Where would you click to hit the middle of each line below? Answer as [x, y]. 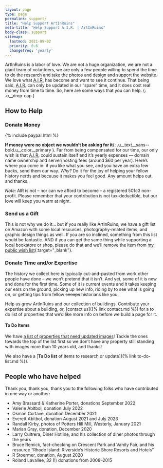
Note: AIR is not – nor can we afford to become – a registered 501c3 [73, 191]
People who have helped [43, 377]
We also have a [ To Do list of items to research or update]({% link [71, 356]
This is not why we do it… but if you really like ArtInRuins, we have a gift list [80, 224]
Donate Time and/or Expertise [41, 263]
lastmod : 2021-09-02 [30, 42]
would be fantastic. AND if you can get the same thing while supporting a [78, 240]
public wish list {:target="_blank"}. [39, 250]
